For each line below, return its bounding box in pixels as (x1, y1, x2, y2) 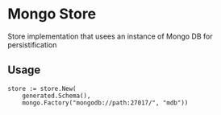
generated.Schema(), (22, 92, 91, 100)
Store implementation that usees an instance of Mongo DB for (7, 31, 213, 41)
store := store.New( (7, 84, 77, 92)
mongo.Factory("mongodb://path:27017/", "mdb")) (22, 98, 189, 107)
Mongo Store (7, 5, 97, 23)
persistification (7, 39, 57, 49)
